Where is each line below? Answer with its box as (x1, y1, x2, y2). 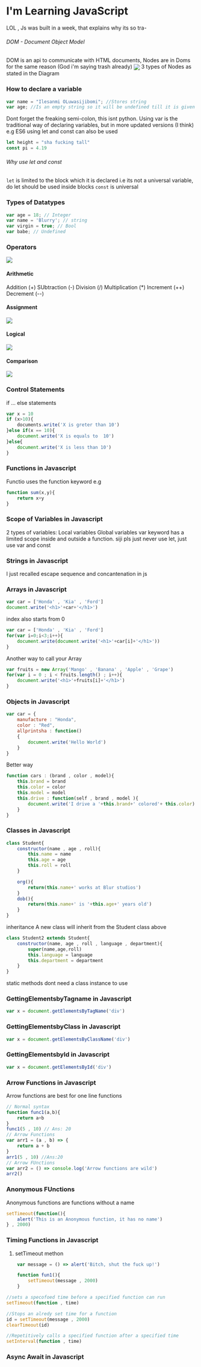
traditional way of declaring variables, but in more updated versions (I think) (6, 122, 194, 129)
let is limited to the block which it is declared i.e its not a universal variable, (6, 177, 194, 184)
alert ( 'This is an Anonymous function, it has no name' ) (17, 1216, 163, 1222)
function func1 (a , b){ (6, 1109, 61, 1115)
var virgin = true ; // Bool (6, 223, 77, 230)
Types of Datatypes (6, 198, 65, 207)
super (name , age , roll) (28, 946, 82, 953)
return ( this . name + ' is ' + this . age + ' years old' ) (28, 901, 152, 907)
